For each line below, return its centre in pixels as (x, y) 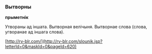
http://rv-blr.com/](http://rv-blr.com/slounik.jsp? (55, 41)
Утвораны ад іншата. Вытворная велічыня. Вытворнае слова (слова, (76, 27)
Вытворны (18, 7)
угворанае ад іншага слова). (35, 32)
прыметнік (17, 18)
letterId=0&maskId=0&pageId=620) (41, 47)
